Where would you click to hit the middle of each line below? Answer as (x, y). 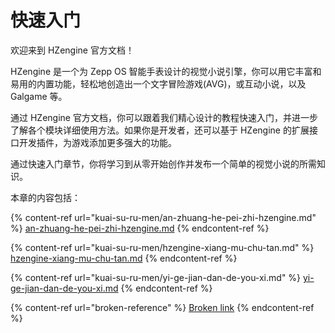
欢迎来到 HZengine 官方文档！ (72, 50)
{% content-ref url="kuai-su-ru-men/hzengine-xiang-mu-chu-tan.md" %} (162, 247)
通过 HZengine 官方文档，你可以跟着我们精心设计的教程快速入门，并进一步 (164, 117)
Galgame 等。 (39, 96)
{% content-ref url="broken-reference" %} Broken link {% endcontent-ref (162, 307)
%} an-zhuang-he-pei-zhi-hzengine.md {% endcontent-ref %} (140, 228)
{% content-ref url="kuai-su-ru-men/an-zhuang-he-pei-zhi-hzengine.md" (163, 217)
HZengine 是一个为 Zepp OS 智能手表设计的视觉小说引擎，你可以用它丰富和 (166, 71)
